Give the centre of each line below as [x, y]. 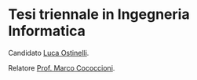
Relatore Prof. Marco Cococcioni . [62, 67]
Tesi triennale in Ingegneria [99, 15]
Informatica [47, 31]
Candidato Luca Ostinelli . [49, 53]
